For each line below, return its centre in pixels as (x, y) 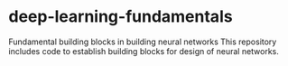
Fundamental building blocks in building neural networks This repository (143, 42)
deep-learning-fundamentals (121, 17)
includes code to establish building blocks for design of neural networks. (144, 51)
